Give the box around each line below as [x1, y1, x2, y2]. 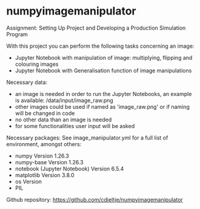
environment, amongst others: [6, 140, 82, 147]
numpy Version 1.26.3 [15, 152, 70, 159]
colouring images [15, 60, 59, 68]
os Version [15, 178, 42, 185]
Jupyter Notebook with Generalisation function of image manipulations [15, 66, 192, 74]
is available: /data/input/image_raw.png [15, 97, 113, 104]
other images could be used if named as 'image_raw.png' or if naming [15, 103, 190, 110]
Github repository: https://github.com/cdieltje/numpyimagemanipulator [6, 196, 183, 203]
